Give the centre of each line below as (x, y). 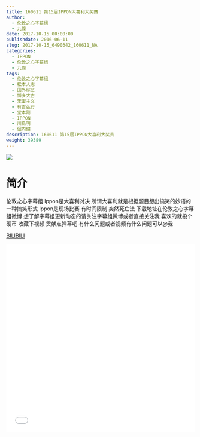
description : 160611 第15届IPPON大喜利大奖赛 (60, 135)
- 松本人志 (23, 85)
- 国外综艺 (23, 90)
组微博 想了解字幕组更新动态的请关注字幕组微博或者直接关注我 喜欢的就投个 (99, 216)
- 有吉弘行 (23, 107)
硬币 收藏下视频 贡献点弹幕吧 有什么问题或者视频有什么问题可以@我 (90, 224)
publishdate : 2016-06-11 (37, 40)
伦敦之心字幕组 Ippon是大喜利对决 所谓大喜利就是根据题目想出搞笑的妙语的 (99, 201)
